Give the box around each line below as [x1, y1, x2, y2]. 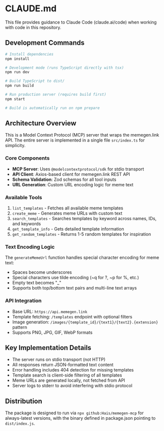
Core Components [5, 155, 50, 162]
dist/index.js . [5, 421, 35, 427]
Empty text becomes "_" [12, 280, 61, 286]
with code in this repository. [5, 24, 61, 30]
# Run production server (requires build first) [5, 92, 107, 97]
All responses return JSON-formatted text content [12, 362, 114, 368]
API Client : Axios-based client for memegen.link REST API [12, 171, 130, 177]
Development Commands [5, 39, 85, 47]
